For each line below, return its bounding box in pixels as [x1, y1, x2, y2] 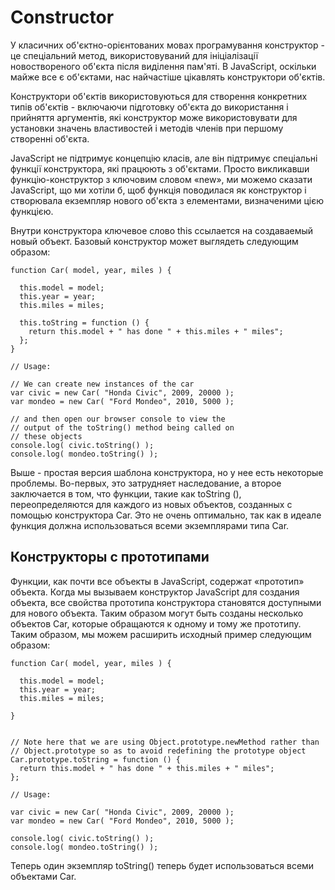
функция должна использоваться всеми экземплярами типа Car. [10, 519, 290, 531]
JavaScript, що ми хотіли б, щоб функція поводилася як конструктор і [10, 184, 307, 196]
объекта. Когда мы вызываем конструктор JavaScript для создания [10, 586, 300, 598]
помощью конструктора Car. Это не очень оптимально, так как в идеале [10, 509, 322, 521]
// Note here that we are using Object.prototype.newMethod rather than [10, 737, 320, 747]
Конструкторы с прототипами [10, 549, 210, 566]
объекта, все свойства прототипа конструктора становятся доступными [10, 596, 322, 608]
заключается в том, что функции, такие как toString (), [10, 487, 242, 500]
